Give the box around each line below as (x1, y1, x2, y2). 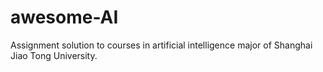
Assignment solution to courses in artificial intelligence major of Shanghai (10, 39, 313, 51)
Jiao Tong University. (10, 49, 98, 61)
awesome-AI (10, 6, 119, 29)
